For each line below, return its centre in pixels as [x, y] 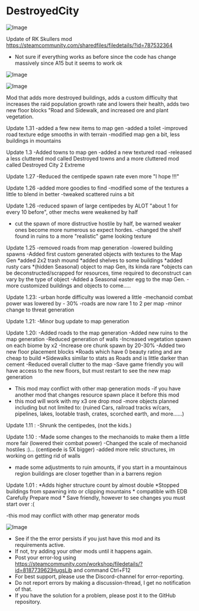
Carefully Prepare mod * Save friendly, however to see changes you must [96, 497]
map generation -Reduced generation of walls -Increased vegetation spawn [99, 339]
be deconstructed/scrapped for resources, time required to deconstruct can [99, 273]
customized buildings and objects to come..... [76, 285]
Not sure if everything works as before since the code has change [95, 56]
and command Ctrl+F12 [102, 570]
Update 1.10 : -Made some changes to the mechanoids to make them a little [98, 437]
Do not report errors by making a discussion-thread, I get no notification [103, 582]
